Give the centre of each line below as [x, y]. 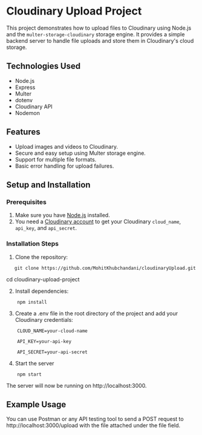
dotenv [24, 100]
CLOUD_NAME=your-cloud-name [52, 331]
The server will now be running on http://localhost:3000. [77, 385]
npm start [30, 374]
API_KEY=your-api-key [44, 341]
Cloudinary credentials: [44, 319]
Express [25, 87]
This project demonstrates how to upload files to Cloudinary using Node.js [99, 28]
